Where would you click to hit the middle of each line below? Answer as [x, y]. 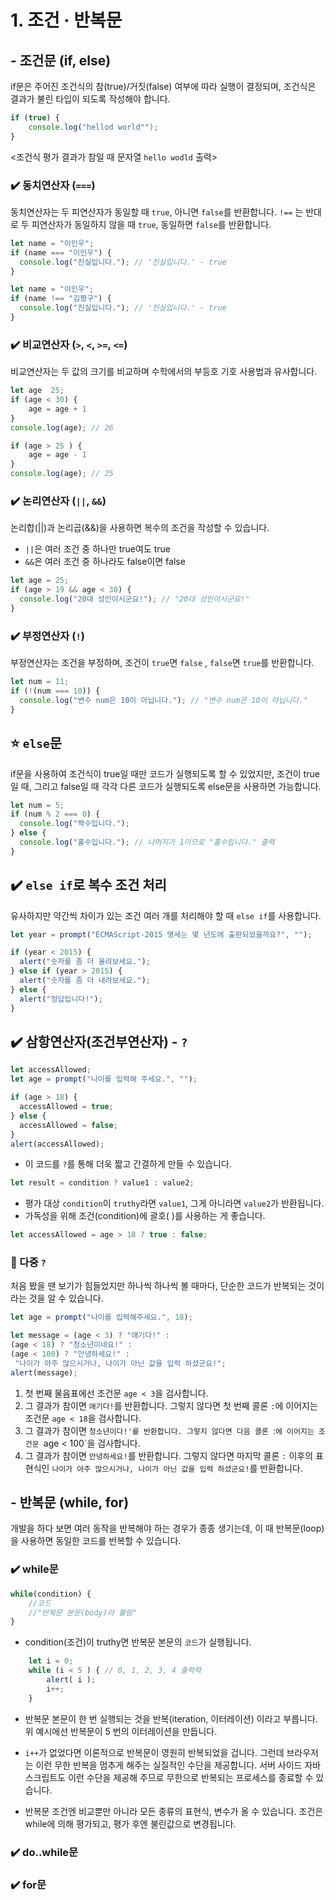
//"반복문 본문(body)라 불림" [83, 1612]
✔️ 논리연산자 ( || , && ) [58, 501]
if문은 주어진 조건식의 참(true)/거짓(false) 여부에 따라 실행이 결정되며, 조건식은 [163, 86]
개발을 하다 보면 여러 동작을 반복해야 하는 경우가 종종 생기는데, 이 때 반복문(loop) [167, 1528]
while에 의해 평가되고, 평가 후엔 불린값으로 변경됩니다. [130, 1823]
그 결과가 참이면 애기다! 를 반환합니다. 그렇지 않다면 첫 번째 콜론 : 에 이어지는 [171, 1405]
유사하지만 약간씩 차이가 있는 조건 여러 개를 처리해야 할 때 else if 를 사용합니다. [166, 915]
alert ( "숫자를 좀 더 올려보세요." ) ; [85, 962]
